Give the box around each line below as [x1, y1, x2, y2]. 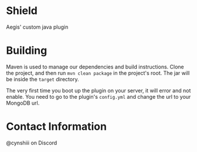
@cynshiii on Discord [6, 139, 57, 146]
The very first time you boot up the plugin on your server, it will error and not [6, 87, 191, 94]
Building [6, 44, 47, 57]
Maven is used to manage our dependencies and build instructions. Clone [6, 63, 184, 70]
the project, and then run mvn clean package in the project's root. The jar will [6, 69, 190, 77]
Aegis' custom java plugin [6, 23, 69, 30]
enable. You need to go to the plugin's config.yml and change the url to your [6, 93, 191, 100]
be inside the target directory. [6, 75, 79, 82]
